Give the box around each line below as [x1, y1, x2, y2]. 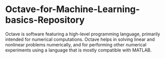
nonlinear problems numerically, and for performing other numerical [5, 41, 147, 47]
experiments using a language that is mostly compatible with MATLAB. [5, 47, 152, 53]
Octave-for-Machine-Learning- [5, 4, 140, 15]
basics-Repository [5, 14, 85, 26]
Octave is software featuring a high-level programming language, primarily [5, 31, 160, 37]
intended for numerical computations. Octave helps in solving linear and [5, 36, 155, 42]
